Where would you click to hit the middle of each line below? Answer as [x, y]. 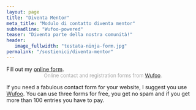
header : [16, 40]
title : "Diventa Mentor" [38, 18]
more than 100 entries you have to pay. [55, 100]
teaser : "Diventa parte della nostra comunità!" [70, 35]
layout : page [23, 12]
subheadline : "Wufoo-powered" [45, 29]
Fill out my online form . [35, 69]
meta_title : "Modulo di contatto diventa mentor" [71, 23]
